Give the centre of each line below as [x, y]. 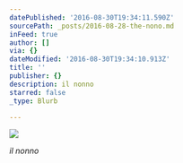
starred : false [38, 92]
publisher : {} [36, 76]
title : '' [28, 68]
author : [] [30, 43]
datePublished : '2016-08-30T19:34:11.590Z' [92, 17]
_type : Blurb [34, 101]
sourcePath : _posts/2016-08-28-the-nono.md [92, 26]
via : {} [24, 51]
